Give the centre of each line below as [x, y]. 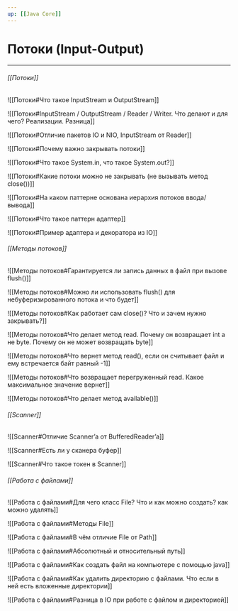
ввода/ [196, 197]
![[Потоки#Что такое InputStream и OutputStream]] [83, 99]
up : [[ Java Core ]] [34, 14]
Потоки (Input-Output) [76, 49]
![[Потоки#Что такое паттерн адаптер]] [67, 219]
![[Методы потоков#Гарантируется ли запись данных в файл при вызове [117, 270]
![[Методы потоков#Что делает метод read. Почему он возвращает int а [116, 334]
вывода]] [21, 205]
